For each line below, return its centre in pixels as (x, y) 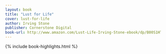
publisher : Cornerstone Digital (38, 28)
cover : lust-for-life (27, 19)
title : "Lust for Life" (30, 14)
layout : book (19, 10)
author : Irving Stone (27, 23)
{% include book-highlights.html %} (41, 46)
